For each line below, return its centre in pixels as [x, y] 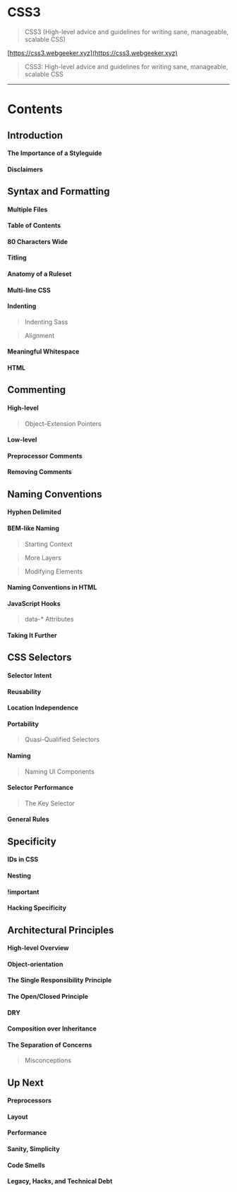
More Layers [43, 557]
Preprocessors [29, 1100]
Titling [17, 257]
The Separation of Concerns [50, 1045]
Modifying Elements [54, 571]
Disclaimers [25, 169]
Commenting [37, 390]
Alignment [39, 335]
